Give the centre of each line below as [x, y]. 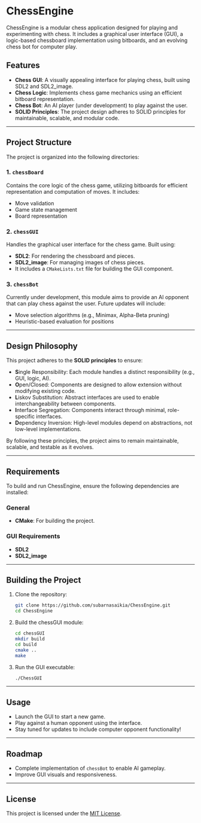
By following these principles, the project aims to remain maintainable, [93, 441]
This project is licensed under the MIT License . [64, 813]
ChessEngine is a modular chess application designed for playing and [92, 28]
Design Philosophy [42, 346]
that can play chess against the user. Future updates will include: [86, 304]
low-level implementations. [48, 429]
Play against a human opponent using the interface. [78, 723]
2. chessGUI [22, 231]
